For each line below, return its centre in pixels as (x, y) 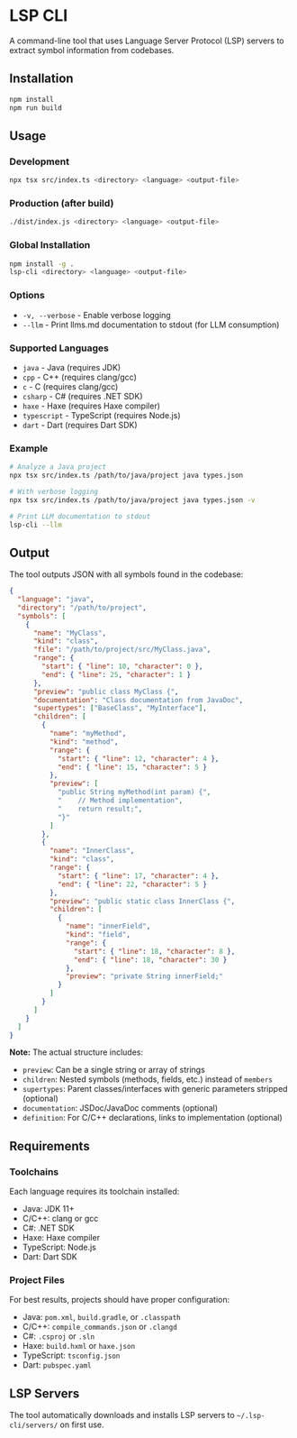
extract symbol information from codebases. (92, 50)
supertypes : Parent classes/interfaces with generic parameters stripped (155, 1089)
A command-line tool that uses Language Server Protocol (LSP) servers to (147, 41)
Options (27, 296)
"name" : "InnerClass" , (92, 851)
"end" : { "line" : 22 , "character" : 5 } (132, 884)
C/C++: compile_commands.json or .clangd (99, 1327)
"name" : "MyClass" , (69, 633)
